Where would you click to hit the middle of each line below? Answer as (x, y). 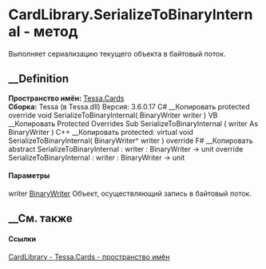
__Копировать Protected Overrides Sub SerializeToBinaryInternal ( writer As (133, 123)
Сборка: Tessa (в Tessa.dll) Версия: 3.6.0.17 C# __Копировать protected (129, 106)
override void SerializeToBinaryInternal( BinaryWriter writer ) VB (113, 115)
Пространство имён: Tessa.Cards (66, 98)
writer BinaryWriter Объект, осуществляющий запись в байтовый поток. (130, 193)
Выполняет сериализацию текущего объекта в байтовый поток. (117, 53)
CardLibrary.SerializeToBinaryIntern (131, 15)
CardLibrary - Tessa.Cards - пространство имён (89, 256)
